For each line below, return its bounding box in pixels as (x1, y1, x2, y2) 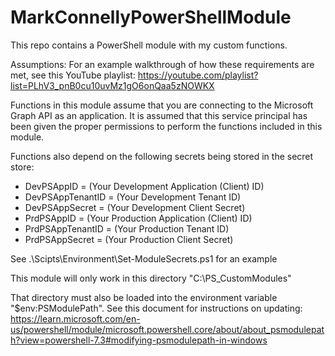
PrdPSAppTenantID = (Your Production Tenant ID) (24, 222, 230, 235)
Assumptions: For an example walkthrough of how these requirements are (10, 58, 315, 70)
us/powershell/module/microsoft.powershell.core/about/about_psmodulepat (10, 323, 325, 335)
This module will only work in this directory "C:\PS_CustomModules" (10, 272, 292, 284)
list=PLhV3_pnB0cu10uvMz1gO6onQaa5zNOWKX (10, 79, 215, 91)
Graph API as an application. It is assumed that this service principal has (10, 109, 308, 121)
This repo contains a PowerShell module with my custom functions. (10, 39, 288, 51)
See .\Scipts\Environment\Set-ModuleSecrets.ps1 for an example (10, 252, 278, 265)
